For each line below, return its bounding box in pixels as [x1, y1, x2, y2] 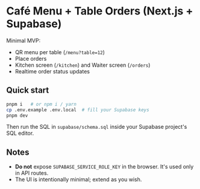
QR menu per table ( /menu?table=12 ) [14, 48, 105, 55]
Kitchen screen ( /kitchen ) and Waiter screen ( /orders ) [14, 61, 151, 69]
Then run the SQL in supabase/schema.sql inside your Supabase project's [6, 123, 187, 131]
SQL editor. [6, 129, 34, 137]
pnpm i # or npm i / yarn [6, 101, 77, 107]
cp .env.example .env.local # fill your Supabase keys [6, 107, 149, 113]
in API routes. [14, 170, 49, 177]
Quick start [6, 85, 49, 96]
